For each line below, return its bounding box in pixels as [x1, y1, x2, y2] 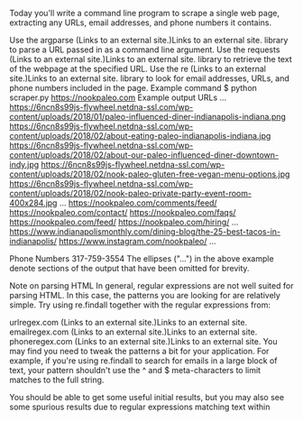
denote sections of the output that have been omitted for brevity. [9, 263, 250, 273]
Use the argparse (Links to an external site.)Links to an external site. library [9, 35, 289, 45]
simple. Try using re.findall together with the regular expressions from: [9, 299, 271, 310]
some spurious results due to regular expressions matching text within [9, 401, 271, 412]
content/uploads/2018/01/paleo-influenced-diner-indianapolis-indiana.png [9, 112, 287, 122]
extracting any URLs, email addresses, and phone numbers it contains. [9, 17, 272, 28]
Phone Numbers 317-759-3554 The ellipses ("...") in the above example [9, 253, 274, 264]
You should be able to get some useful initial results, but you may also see [9, 392, 285, 402]
